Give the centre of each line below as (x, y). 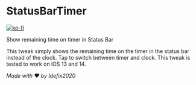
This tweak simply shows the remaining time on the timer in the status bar (98, 51)
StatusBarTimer (46, 11)
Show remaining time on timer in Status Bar (60, 39)
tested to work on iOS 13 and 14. (46, 64)
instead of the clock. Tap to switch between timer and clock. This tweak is (98, 57)
